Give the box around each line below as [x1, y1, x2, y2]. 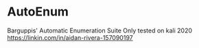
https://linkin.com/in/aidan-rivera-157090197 [7, 33, 133, 41]
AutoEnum [7, 4, 69, 20]
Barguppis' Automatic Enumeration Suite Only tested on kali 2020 [7, 26, 193, 34]
